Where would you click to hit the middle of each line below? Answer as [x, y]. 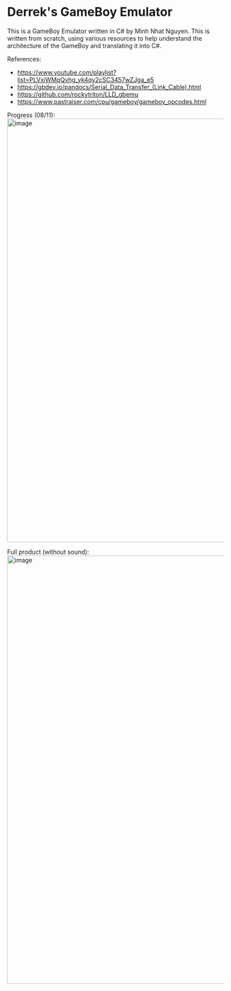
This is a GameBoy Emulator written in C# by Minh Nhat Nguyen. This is [108, 31]
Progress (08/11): [31, 115]
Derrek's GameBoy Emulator [90, 12]
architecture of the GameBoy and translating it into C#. [84, 45]
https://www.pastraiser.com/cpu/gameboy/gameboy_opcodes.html [112, 101]
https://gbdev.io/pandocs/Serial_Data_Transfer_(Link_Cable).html [109, 87]
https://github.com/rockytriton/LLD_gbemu [78, 94]
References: [24, 59]
